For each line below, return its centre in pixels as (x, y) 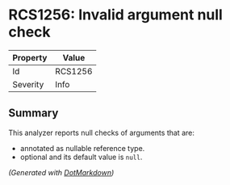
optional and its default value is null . (81, 157)
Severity (28, 84)
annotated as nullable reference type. (82, 148)
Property (30, 57)
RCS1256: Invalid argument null (116, 15)
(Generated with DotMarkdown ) (61, 172)
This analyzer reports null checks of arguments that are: (102, 132)
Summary (33, 114)
